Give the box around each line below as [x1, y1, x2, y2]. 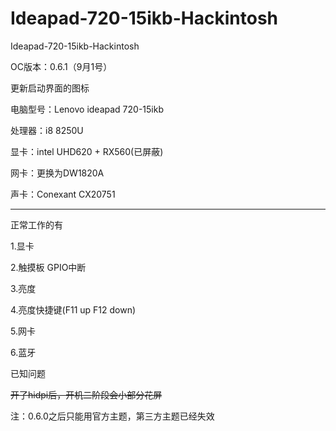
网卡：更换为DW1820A [10, 167, 105, 179]
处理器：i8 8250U [10, 124, 84, 136]
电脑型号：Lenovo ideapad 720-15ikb [10, 103, 164, 115]
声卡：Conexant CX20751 [10, 188, 116, 200]
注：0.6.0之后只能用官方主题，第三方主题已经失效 [10, 410, 215, 422]
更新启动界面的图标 [10, 82, 90, 94]
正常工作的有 [10, 218, 63, 231]
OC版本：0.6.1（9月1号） [10, 60, 113, 72]
